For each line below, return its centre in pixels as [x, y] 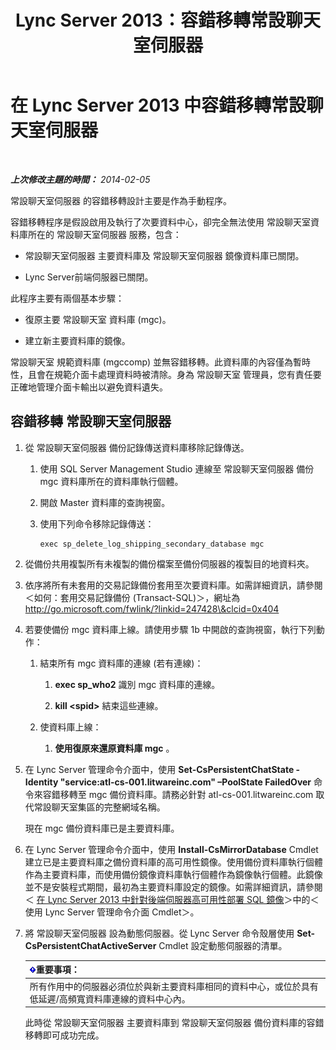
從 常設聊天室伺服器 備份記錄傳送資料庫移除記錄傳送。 [137, 447]
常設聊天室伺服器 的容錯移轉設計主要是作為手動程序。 [121, 200]
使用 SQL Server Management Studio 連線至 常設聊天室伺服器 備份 [177, 468]
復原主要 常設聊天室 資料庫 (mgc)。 [98, 319]
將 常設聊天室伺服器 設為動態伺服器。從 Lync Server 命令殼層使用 [159, 933]
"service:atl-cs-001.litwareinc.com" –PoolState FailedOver [185, 782]
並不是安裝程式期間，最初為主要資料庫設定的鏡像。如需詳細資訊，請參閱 [173, 887]
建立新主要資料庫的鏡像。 [77, 340]
